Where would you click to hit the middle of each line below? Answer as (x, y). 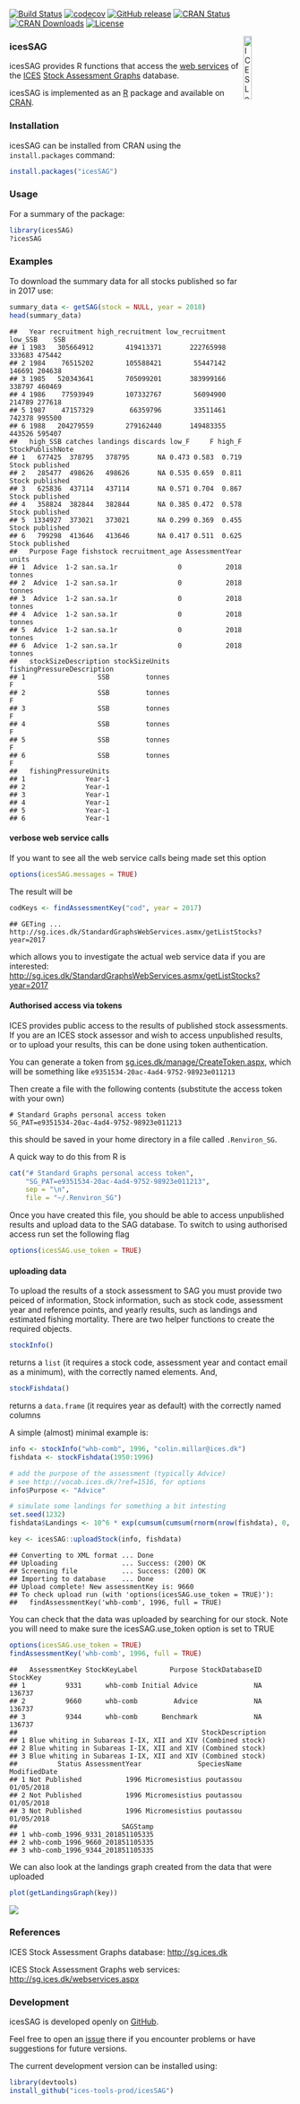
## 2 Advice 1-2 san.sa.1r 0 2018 (126, 583)
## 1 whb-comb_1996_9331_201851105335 (81, 1834)
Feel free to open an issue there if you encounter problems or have (133, 2039)
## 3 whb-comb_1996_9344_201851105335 (81, 1850)
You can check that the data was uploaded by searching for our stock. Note (149, 1619)
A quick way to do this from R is (68, 1156)
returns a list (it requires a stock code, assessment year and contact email (149, 1362)
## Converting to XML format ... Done (81, 1555)
